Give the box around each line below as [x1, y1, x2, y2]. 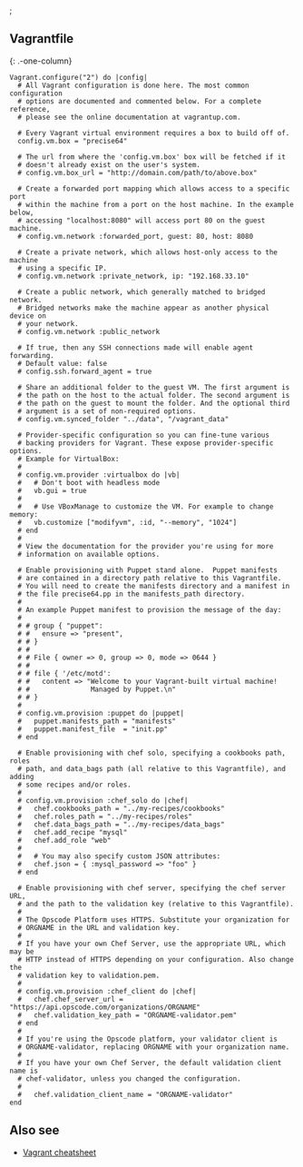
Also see [9, 1122, 60, 1138]
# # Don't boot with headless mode [17, 478, 161, 487]
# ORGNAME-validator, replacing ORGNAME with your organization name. [17, 1042, 290, 1052]
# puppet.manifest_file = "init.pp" [17, 724, 169, 734]
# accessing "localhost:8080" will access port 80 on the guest [17, 215, 266, 225]
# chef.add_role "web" [17, 836, 112, 845]
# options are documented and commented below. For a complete [17, 96, 261, 105]
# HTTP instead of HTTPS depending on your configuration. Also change [17, 954, 295, 964]
